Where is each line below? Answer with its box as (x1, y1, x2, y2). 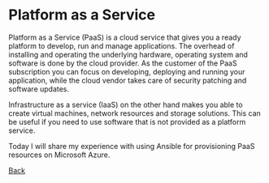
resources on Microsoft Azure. (8, 150, 111, 160)
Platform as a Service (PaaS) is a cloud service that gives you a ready (8, 32, 241, 42)
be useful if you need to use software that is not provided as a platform (8, 117, 246, 126)
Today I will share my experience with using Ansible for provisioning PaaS (8, 141, 255, 151)
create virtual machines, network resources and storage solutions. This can (8, 108, 262, 118)
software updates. (8, 83, 70, 94)
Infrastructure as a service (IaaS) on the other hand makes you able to (8, 100, 243, 109)
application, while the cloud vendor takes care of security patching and (8, 75, 247, 85)
